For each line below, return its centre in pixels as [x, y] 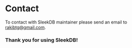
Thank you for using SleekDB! [42, 40]
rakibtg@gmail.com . [25, 27]
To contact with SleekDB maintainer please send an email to [66, 22]
